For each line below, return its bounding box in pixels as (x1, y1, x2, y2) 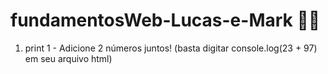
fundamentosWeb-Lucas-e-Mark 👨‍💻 (10, 9, 321, 32)
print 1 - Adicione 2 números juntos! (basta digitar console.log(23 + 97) (24, 42, 318, 54)
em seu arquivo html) (24, 52, 113, 64)
